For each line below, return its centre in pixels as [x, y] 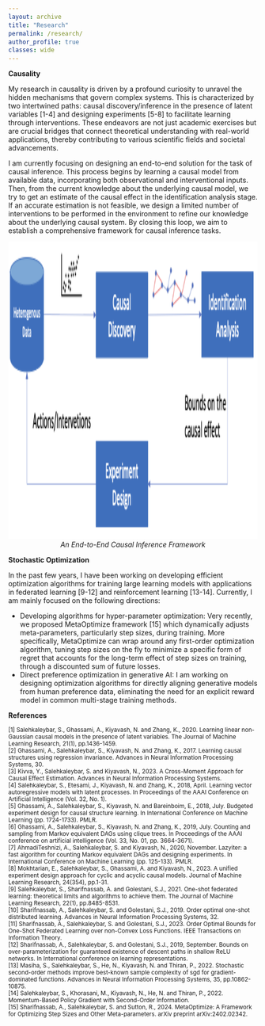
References [28, 715]
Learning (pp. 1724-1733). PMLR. [53, 820]
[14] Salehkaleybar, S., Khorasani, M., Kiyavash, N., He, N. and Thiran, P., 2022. [116, 994]
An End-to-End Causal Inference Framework [133, 545]
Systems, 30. [26, 765]
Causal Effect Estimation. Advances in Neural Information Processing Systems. [115, 779]
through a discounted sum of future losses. [90, 666]
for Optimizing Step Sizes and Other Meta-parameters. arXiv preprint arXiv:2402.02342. [128, 1014]
